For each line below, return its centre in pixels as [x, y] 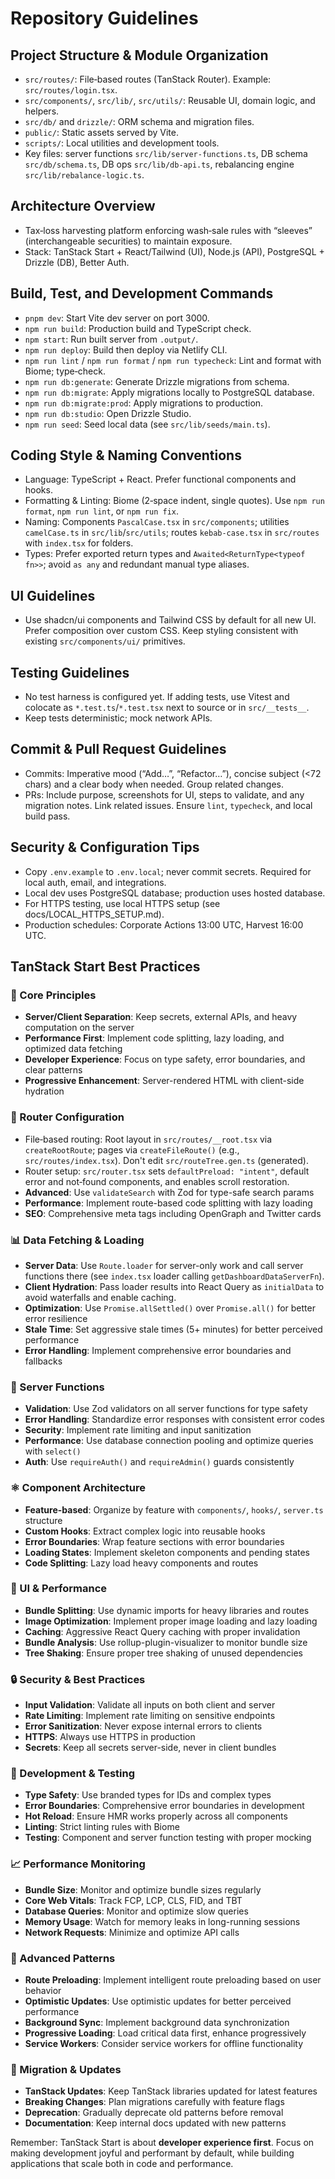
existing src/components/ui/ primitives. [105, 641]
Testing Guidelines [70, 672]
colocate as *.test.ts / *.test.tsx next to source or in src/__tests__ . [167, 708]
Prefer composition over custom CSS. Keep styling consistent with [161, 631]
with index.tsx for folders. [79, 543]
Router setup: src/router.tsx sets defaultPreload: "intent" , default [167, 1171]
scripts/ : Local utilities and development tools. [122, 143]
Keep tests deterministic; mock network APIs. [118, 718]
